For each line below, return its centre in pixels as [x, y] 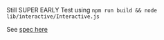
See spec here [27, 29]
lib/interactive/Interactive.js [53, 17]
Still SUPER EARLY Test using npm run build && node [82, 10]
